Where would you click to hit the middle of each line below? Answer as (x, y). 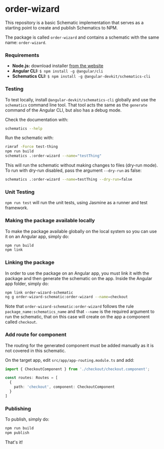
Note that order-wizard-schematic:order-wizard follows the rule (70, 307)
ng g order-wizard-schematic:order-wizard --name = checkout (67, 297)
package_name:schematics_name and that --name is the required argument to (80, 311)
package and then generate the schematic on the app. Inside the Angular (79, 278)
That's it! (14, 442)
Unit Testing (20, 192)
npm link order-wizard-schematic (39, 292)
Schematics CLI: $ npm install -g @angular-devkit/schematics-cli (81, 76)
